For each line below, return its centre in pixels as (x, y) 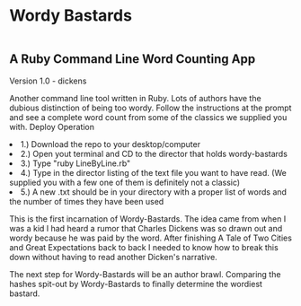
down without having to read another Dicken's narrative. (113, 257)
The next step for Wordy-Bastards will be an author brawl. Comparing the (145, 274)
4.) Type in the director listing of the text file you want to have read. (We (154, 172)
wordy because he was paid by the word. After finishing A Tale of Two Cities (150, 238)
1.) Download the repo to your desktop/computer (111, 144)
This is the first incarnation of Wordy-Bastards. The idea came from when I (148, 219)
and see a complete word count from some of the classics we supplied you (148, 117)
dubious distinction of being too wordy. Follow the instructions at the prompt (150, 108)
